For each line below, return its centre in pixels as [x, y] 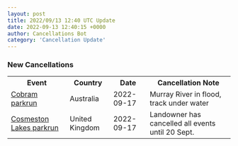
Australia [84, 99]
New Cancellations [41, 65]
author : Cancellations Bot [47, 34]
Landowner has [176, 115]
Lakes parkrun [35, 128]
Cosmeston [30, 119]
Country [88, 83]
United [81, 119]
